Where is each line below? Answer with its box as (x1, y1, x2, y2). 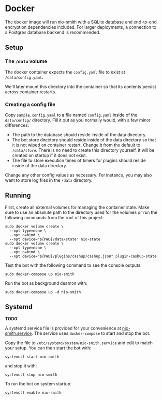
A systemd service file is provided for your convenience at (5, 325, 121, 331)
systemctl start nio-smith (5, 354, 59, 359)
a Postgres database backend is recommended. (5, 29, 101, 35)
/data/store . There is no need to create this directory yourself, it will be (12, 147, 155, 153)
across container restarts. (5, 88, 57, 95)
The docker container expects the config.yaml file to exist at (5, 69, 126, 75)
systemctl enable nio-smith (5, 390, 62, 395)
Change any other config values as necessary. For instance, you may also (5, 172, 152, 178)
